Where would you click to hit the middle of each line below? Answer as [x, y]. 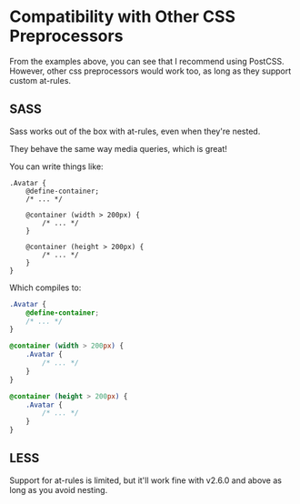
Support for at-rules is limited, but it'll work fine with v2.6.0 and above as [145, 480]
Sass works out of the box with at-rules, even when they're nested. [135, 131]
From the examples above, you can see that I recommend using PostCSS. [147, 61]
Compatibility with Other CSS [123, 17]
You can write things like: [56, 166]
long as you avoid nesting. [59, 489]
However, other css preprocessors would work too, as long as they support [150, 71]
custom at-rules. [40, 80]
